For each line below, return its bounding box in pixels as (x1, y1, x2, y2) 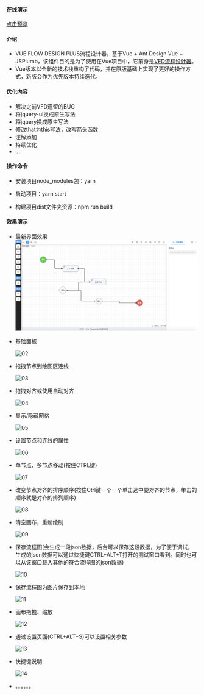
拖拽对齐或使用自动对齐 (15, 387, 74, 394)
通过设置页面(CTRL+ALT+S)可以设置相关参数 (15, 633, 127, 640)
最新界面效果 (15, 233, 47, 240)
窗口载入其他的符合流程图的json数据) (31, 558, 124, 566)
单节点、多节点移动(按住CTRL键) (15, 461, 97, 469)
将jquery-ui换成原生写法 (15, 110, 76, 118)
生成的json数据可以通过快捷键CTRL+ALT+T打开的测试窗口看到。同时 (15, 551, 187, 558)
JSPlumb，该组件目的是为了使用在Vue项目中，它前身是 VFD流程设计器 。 (15, 58, 197, 65)
